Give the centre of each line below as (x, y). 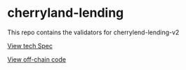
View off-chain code (37, 59)
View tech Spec (30, 45)
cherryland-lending (66, 13)
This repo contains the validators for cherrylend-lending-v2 (93, 32)
